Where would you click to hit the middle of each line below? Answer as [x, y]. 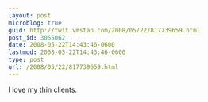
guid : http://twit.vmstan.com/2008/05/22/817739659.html [104, 30]
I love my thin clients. [43, 89]
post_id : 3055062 [37, 38]
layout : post [30, 15]
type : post [26, 60]
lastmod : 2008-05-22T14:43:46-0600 [67, 52]
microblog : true [35, 23]
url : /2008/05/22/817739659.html [64, 67]
